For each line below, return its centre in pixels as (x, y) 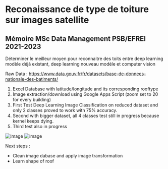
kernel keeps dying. (33, 121)
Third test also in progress (40, 126)
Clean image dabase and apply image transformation (68, 156)
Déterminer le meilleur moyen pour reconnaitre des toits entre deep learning (84, 59)
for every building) (32, 100)
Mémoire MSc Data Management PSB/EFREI (76, 39)
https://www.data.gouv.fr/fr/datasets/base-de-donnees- (87, 74)
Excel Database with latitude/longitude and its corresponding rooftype (85, 89)
